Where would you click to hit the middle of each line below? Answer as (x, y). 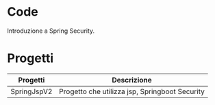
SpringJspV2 (31, 91)
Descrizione (132, 80)
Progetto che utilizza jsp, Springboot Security (132, 91)
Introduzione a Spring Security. (51, 31)
